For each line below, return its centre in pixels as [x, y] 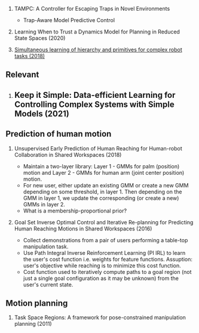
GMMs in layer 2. [44, 204]
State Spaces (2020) [40, 38]
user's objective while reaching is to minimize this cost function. [102, 266]
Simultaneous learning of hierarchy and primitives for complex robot [98, 50]
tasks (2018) [30, 56]
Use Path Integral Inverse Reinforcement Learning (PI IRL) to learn [104, 252]
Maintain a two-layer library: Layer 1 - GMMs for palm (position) [101, 166]
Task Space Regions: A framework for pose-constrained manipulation [100, 317]
